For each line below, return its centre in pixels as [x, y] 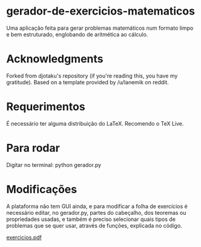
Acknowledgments [55, 59]
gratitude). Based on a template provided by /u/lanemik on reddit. [88, 82]
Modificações [42, 189]
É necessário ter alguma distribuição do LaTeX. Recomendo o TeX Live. [95, 123]
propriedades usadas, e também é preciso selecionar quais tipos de [91, 219]
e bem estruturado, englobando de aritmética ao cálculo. [77, 34]
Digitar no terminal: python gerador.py [54, 164]
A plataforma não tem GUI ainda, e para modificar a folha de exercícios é [97, 206]
